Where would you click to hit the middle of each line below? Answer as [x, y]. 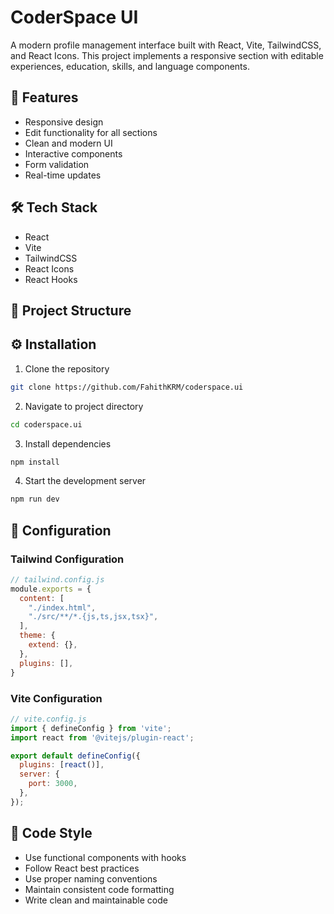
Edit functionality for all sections [91, 132]
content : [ [42, 598]
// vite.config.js [48, 719]
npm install [35, 462]
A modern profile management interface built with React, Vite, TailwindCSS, [166, 45]
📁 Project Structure [71, 310]
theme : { [37, 636]
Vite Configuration [56, 698]
